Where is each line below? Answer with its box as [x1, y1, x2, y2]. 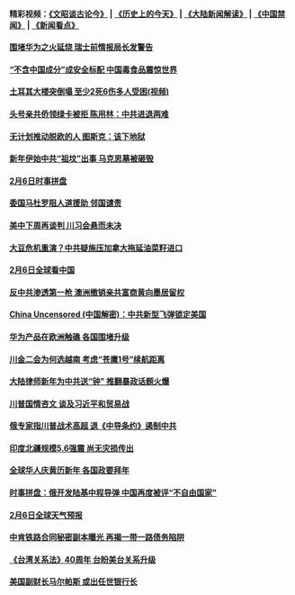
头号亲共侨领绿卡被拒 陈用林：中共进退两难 [9, 108, 169, 119]
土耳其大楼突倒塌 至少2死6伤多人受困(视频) [9, 86, 169, 97]
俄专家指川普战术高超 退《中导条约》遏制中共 [9, 420, 177, 431]
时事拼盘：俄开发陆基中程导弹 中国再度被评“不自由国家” [9, 487, 218, 499]
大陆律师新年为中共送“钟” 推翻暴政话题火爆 [9, 376, 170, 387]
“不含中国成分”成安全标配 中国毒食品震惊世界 [9, 64, 178, 75]
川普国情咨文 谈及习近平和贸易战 [9, 398, 130, 409]
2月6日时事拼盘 [9, 176, 67, 186]
